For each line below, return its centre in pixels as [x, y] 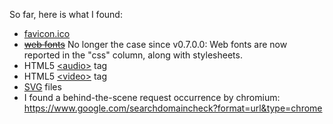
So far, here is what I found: [66, 14]
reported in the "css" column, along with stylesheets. [133, 55]
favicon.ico [47, 33]
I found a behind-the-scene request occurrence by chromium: [152, 97]
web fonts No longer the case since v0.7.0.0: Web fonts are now [155, 44]
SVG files [42, 87]
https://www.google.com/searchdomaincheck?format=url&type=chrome [173, 108]
